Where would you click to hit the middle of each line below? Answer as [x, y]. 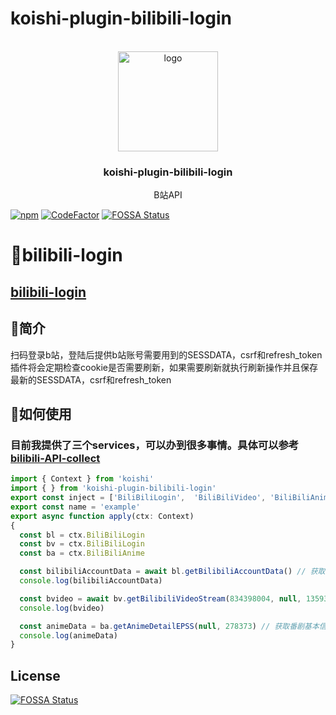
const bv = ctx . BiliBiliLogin [82, 544]
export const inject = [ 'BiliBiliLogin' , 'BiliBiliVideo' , [138, 498]
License [35, 675]
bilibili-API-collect [55, 458]
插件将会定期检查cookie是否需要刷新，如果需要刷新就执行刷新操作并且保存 [164, 367]
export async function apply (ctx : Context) [102, 516]
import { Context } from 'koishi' [82, 479]
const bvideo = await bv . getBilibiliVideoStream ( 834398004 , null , [160, 598]
